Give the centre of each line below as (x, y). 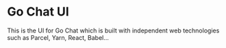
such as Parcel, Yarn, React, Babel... (58, 37)
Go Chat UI (38, 12)
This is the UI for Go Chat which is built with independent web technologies (113, 30)
